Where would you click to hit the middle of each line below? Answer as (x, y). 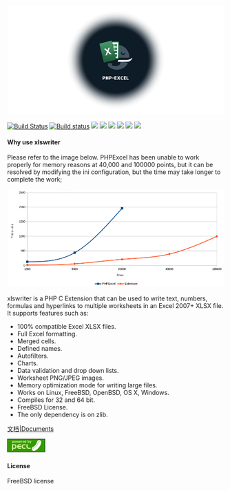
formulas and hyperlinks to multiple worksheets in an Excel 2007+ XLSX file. (115, 306)
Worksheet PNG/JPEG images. (61, 378)
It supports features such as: (48, 314)
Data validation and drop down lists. (68, 371)
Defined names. (40, 349)
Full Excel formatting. (47, 334)
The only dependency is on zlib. (62, 415)
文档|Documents (30, 429)
